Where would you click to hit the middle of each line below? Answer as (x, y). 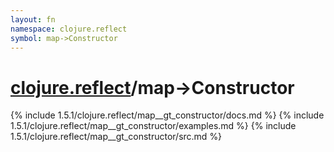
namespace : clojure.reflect (69, 29)
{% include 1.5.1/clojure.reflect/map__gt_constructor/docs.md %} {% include (167, 115)
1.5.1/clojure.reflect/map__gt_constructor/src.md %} (116, 137)
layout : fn (33, 19)
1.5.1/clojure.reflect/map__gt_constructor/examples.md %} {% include (153, 126)
